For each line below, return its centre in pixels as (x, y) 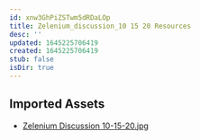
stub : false (32, 59)
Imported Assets (57, 104)
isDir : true (32, 68)
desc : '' (26, 34)
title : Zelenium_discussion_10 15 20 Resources (100, 26)
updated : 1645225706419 (54, 43)
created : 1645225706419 (54, 51)
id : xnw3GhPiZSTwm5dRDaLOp (60, 17)
